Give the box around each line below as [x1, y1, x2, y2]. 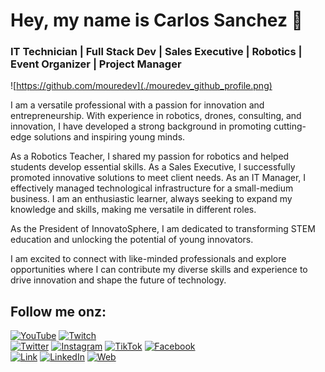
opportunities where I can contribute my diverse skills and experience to [10, 264, 308, 276]
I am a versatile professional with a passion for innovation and [10, 99, 265, 111]
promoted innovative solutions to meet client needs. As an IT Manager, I [10, 172, 307, 184]
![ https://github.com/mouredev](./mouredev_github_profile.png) [10, 80, 273, 92]
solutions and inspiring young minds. [33, 131, 186, 143]
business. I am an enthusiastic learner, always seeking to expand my [10, 193, 293, 205]
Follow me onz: [10, 303, 107, 320]
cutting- [273, 120, 307, 133]
